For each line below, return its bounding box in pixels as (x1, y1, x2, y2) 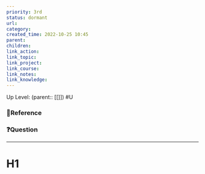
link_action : (6, 49, 40, 55)
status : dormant (6, 15, 48, 21)
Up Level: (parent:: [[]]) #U (6, 94, 73, 101)
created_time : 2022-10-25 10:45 (6, 32, 88, 38)
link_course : (6, 65, 40, 72)
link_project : (6, 60, 43, 66)
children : (6, 43, 32, 49)
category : (6, 26, 32, 32)
